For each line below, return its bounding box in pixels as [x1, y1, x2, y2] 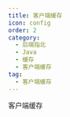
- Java [15, 48, 37, 56]
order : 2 [8, 26, 37, 34]
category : [8, 33, 41, 42]
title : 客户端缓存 [8, 11, 63, 20]
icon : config [8, 19, 51, 27]
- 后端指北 [15, 41, 46, 49]
